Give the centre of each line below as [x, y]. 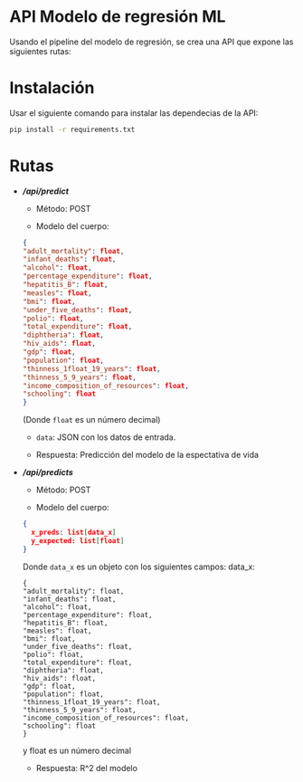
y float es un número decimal [77, 750]
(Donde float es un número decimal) [91, 420]
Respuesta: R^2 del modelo [87, 768]
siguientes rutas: [40, 51]
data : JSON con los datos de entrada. [106, 437]
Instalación [52, 88]
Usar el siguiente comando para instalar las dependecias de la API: [134, 113]
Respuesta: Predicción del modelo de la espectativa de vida [147, 455]
